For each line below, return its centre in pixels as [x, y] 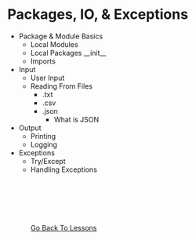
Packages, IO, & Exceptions [98, 15]
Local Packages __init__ [68, 53]
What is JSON [76, 119]
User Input [47, 78]
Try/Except [48, 161]
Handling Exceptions [64, 169]
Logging [44, 144]
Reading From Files [62, 86]
